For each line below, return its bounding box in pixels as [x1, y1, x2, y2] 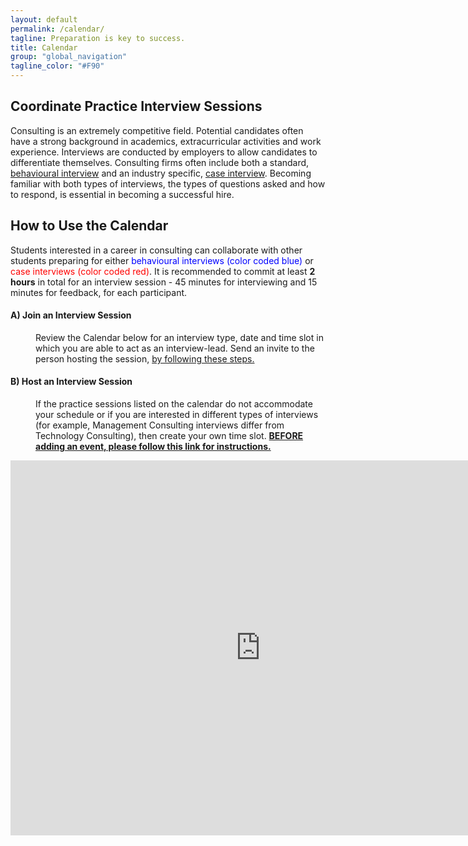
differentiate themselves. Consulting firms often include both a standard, [10, 156, 310, 168]
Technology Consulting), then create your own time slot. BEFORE [35, 430, 304, 442]
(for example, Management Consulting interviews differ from [35, 419, 285, 431]
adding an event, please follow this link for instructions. [35, 441, 272, 453]
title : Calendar [10, 42, 78, 53]
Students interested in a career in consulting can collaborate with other [10, 244, 303, 256]
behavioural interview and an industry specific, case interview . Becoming [10, 167, 312, 179]
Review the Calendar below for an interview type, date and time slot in [35, 331, 324, 343]
